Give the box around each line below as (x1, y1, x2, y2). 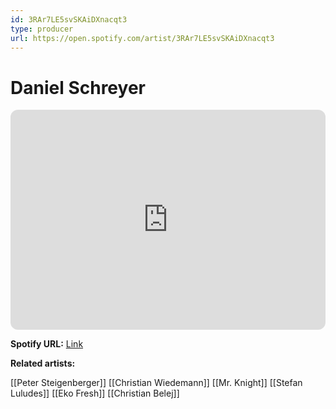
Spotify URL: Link (10, 338, 84, 350)
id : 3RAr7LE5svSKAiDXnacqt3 (10, 14, 128, 25)
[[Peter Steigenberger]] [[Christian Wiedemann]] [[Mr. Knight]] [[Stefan (10, 377, 303, 389)
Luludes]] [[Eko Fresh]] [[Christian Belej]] (10, 387, 180, 400)
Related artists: (10, 357, 76, 370)
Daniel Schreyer (10, 76, 146, 99)
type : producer (10, 24, 74, 34)
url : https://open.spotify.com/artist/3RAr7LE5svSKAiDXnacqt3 (10, 33, 275, 43)
